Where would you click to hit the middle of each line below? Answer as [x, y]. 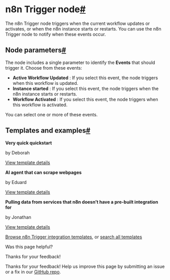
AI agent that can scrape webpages [44, 172]
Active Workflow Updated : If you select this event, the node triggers [85, 78]
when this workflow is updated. [45, 83]
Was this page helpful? [29, 246]
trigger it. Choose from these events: [44, 68]
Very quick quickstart [29, 143]
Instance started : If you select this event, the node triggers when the [86, 88]
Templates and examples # [48, 131]
